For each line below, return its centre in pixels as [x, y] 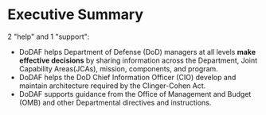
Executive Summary [76, 15]
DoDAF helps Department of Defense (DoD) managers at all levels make [137, 52]
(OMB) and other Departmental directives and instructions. [115, 102]
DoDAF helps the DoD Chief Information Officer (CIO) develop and [127, 77]
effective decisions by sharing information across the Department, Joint [138, 60]
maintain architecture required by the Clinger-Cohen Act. [112, 86]
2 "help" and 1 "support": [49, 36]
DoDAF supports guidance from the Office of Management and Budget [135, 94]
